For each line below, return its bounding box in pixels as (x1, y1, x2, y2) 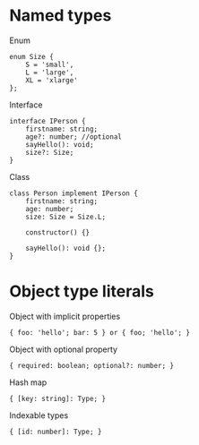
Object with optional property (9, 344, 118, 355)
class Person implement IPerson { (9, 189, 139, 198)
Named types (9, 5, 112, 26)
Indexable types (9, 409, 69, 421)
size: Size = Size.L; (25, 212, 106, 221)
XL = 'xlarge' (25, 75, 78, 85)
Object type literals (9, 281, 154, 302)
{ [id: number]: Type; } (9, 427, 102, 436)
